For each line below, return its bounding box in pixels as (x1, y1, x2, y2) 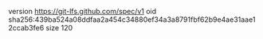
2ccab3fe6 (8, 23, 45, 32)
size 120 (45, 23, 73, 32)
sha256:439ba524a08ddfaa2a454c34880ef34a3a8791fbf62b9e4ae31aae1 (8, 15, 256, 24)
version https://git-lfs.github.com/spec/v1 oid (8, 7, 157, 16)
